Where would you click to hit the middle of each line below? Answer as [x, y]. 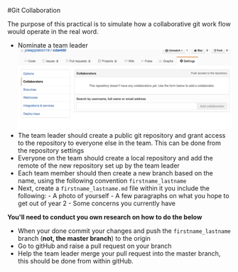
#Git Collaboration [34, 10]
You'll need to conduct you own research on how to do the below [105, 217]
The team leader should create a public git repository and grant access [121, 136]
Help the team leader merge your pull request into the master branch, [119, 254]
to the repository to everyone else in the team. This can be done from [119, 143]
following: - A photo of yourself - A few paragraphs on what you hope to [123, 196]
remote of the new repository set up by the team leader [98, 165]
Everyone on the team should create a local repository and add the [115, 158]
